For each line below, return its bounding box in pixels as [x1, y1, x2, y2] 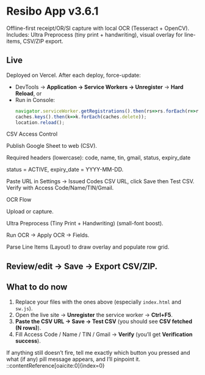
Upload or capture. [6, 208, 54, 215]
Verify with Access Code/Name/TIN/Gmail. [6, 184, 114, 192]
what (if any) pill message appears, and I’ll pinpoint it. [6, 355, 140, 363]
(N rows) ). [15, 324, 41, 331]
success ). [15, 337, 41, 344]
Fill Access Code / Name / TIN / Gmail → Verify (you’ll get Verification [15, 330, 193, 338]
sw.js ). [15, 304, 33, 312]
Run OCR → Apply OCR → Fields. [6, 231, 90, 239]
